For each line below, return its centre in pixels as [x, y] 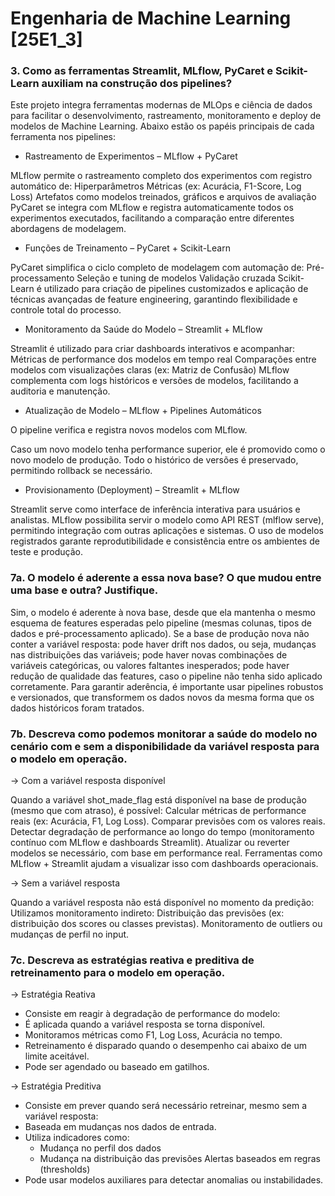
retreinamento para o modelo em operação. [118, 972]
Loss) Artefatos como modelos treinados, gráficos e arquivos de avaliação [163, 197]
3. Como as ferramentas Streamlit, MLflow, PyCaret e [142, 71]
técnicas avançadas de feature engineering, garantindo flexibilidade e [154, 299]
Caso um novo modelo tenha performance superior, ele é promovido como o [168, 449]
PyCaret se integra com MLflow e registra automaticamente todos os [152, 208]
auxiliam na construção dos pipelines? [137, 84]
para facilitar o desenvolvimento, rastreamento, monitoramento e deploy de [166, 116]
